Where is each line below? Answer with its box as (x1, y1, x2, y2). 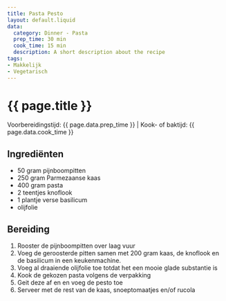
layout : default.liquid (7, 17, 76, 24)
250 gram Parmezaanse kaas (17, 174, 101, 182)
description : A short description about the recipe (13, 49, 166, 56)
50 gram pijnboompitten (17, 167, 86, 175)
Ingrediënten (7, 148, 64, 160)
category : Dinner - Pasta (13, 29, 88, 37)
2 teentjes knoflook (17, 188, 73, 197)
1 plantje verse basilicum (17, 196, 88, 204)
